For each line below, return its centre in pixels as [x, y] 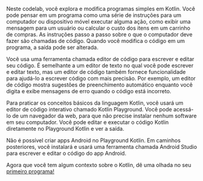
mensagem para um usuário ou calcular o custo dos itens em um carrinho [98, 28]
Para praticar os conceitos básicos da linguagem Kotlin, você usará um [95, 103]
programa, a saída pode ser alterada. [52, 47]
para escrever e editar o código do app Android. [66, 153]
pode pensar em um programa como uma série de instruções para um [94, 15]
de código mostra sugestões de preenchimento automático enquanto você [99, 85]
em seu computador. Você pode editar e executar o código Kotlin [88, 122]
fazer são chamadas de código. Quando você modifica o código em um [96, 41]
